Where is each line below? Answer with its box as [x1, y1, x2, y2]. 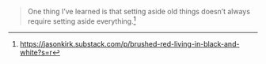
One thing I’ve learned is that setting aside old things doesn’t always [27, 7, 251, 16]
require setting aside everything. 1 [27, 15, 136, 26]
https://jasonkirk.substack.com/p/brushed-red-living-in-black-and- [19, 39, 240, 48]
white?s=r [19, 47, 53, 57]
